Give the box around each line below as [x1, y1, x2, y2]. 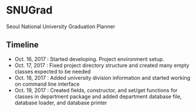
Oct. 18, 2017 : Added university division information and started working [14, 74, 191, 81]
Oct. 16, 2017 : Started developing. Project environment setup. [14, 55, 164, 62]
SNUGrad [6, 4, 53, 17]
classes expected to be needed [14, 68, 91, 75]
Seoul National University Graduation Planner [6, 23, 116, 30]
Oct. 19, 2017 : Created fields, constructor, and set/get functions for [14, 86, 178, 94]
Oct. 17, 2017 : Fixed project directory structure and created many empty [14, 62, 190, 69]
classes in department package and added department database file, [14, 93, 182, 100]
